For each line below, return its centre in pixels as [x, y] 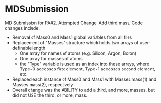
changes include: [23, 28]
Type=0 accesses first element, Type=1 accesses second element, [87, 69]
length [39, 48]
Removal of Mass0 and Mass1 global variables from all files [72, 37]
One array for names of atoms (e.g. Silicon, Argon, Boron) [78, 53]
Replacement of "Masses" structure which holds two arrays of [75, 42]
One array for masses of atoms [51, 58]
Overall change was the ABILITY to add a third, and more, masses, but [83, 90]
